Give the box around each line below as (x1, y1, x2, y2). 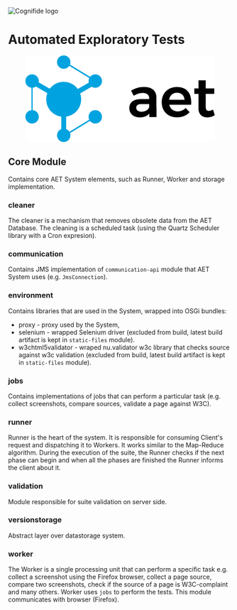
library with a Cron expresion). (8, 232, 97, 240)
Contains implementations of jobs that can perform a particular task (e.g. (8, 391, 221, 401)
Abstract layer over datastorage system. (8, 531, 126, 540)
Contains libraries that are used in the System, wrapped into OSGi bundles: (8, 306, 227, 315)
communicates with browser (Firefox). (8, 595, 119, 604)
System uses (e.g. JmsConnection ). (8, 273, 109, 281)
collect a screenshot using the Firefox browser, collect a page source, (8, 572, 212, 582)
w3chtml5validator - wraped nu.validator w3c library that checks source (18, 343, 230, 352)
